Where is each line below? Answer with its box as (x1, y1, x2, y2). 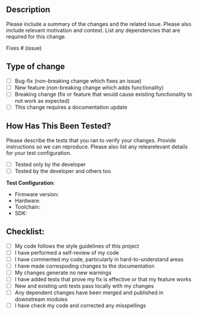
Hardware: (14, 197, 41, 204)
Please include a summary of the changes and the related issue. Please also (6, 20, 191, 27)
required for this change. (6, 33, 67, 40)
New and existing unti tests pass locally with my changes (14, 282, 154, 289)
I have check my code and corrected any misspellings (14, 302, 147, 309)
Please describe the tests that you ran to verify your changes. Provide (6, 137, 176, 144)
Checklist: (6, 227, 45, 237)
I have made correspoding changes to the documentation (14, 262, 155, 269)
